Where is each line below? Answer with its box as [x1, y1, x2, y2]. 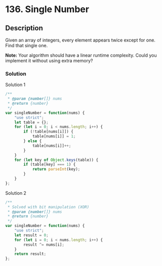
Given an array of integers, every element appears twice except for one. [5, 37, 156, 43]
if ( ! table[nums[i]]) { [23, 129, 73, 135]
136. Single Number [5, 4, 90, 15]
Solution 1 [5, 82, 26, 88]
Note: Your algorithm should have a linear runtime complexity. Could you [5, 52, 157, 58]
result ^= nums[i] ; [23, 242, 65, 247]
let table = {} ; [14, 120, 49, 125]
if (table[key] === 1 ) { [23, 162, 76, 167]
